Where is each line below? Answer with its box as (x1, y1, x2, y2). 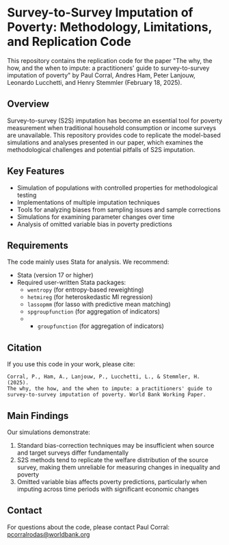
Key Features (7, 166, 65, 177)
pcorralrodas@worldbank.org (7, 530, 90, 538)
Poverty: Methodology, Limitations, (7, 19, 212, 35)
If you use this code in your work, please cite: (7, 360, 135, 368)
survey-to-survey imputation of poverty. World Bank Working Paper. (7, 392, 206, 398)
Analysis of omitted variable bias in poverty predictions (16, 220, 172, 228)
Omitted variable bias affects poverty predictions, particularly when (16, 478, 207, 485)
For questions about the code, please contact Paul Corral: (7, 522, 170, 531)
